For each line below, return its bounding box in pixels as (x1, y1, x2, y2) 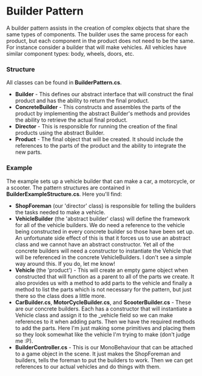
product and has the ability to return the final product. (15, 97, 150, 104)
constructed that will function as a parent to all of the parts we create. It (15, 272, 195, 280)
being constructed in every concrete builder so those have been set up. (15, 228, 194, 235)
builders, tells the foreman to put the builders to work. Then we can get (15, 356, 193, 364)
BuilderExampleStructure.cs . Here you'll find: (6, 190, 123, 197)
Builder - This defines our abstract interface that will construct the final (15, 91, 194, 98)
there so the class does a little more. (15, 292, 106, 299)
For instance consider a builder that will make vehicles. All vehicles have (6, 44, 187, 51)
